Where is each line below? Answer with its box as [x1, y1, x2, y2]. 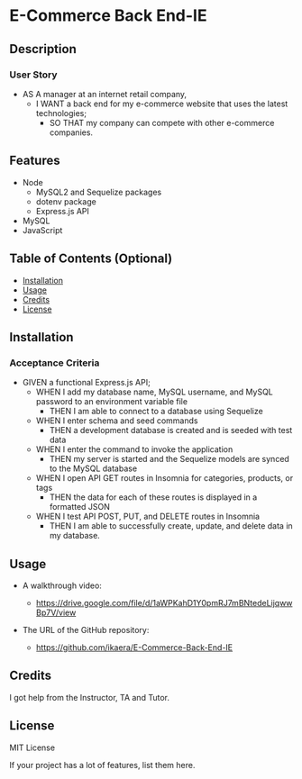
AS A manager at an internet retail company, [22, 88, 188, 99]
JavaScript [22, 224, 63, 235]
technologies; [35, 107, 87, 118]
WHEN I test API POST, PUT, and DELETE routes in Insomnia [35, 511, 260, 522]
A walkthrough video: [22, 580, 102, 591]
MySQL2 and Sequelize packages [35, 186, 162, 197]
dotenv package [35, 195, 96, 207]
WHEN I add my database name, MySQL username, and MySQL [35, 386, 273, 397]
